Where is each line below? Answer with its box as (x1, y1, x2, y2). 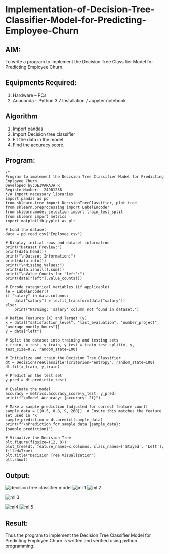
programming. (5, 543, 35, 549)
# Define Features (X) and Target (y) (5, 316, 87, 321)
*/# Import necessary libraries (5, 192, 73, 197)
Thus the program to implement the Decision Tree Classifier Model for (5, 532, 151, 538)
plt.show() (5, 457, 28, 462)
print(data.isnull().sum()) (5, 267, 65, 272)
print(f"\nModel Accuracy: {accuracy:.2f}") (5, 396, 101, 401)
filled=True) (5, 449, 33, 454)
